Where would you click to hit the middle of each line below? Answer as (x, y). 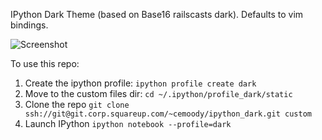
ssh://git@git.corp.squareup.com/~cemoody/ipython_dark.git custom (168, 114)
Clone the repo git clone (77, 104)
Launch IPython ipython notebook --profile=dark (128, 123)
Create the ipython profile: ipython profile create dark (140, 83)
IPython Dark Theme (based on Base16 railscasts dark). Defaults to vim (157, 14)
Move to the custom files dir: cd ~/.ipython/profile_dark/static (158, 93)
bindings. (29, 25)
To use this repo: (45, 63)
